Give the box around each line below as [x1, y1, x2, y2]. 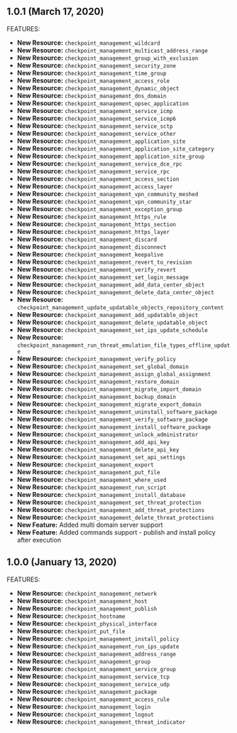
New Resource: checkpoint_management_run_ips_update [16, 641, 180, 650]
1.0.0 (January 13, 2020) [6, 556, 117, 568]
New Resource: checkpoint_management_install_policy [16, 634, 180, 643]
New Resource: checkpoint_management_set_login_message [16, 272, 189, 281]
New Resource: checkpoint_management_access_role [16, 76, 170, 85]
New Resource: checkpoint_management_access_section [16, 174, 180, 183]
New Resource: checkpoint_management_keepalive [16, 250, 164, 258]
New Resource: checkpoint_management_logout [16, 710, 154, 718]
